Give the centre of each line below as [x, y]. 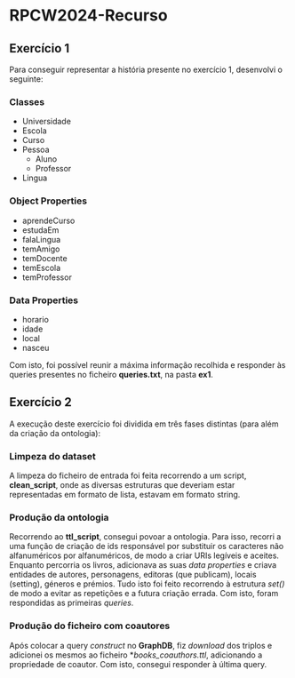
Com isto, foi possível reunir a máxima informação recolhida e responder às [147, 364]
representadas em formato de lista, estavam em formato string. [125, 495]
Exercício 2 [41, 402]
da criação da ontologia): [55, 433]
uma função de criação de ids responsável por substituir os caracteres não [147, 546]
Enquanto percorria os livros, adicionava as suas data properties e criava [143, 565]
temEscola [41, 267]
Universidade [46, 122]
